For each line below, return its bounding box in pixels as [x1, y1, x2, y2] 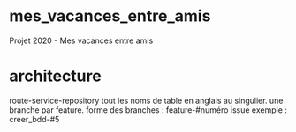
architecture [9, 66, 102, 86]
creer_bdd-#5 [9, 114, 60, 124]
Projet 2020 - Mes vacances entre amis [9, 35, 154, 46]
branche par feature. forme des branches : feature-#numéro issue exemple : [9, 104, 287, 115]
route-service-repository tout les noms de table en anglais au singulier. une [9, 95, 284, 106]
